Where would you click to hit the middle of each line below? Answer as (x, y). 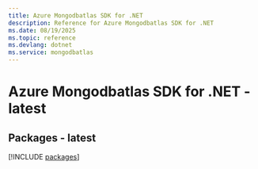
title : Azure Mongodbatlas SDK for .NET (76, 15)
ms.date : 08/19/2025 (42, 30)
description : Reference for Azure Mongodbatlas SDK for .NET (111, 23)
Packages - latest (52, 138)
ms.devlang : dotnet (40, 45)
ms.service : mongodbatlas (51, 52)
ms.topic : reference (42, 38)
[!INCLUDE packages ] (44, 157)
